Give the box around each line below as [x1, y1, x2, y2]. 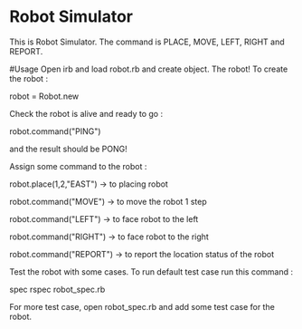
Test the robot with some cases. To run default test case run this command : [9, 266, 294, 277]
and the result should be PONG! [9, 143, 128, 154]
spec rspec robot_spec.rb [9, 284, 106, 295]
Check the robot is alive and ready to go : [9, 108, 164, 119]
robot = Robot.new [9, 91, 80, 102]
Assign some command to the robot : [9, 160, 147, 171]
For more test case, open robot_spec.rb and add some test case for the [9, 301, 276, 312]
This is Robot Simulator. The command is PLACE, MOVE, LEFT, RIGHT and [9, 36, 285, 47]
